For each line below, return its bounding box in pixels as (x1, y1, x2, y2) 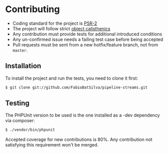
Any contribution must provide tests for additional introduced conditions (12, 31, 162, 37)
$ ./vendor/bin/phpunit (5, 127, 55, 132)
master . (12, 47, 28, 53)
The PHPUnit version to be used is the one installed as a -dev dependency (5, 112, 160, 118)
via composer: (5, 118, 35, 124)
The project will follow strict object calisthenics (12, 25, 110, 31)
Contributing (5, 4, 60, 15)
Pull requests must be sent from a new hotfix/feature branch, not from (12, 41, 158, 47)
